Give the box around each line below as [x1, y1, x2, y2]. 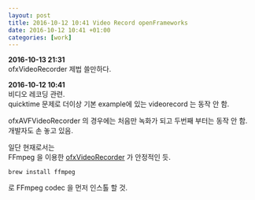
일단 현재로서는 [8, 143, 55, 152]
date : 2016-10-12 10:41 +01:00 [8, 26, 111, 34]
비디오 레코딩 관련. [8, 90, 65, 99]
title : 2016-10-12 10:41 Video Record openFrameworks [8, 19, 189, 27]
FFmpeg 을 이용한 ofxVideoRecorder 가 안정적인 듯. [8, 153, 171, 162]
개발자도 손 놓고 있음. [8, 126, 73, 135]
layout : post [8, 11, 51, 20]
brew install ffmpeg [8, 169, 76, 176]
